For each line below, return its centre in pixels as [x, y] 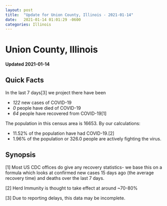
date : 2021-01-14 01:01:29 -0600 [43, 19]
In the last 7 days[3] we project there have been [56, 92]
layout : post [19, 10]
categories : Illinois [28, 24]
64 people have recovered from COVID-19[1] [59, 113]
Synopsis [20, 155]
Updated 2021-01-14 [28, 64]
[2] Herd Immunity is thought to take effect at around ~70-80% [71, 188]
